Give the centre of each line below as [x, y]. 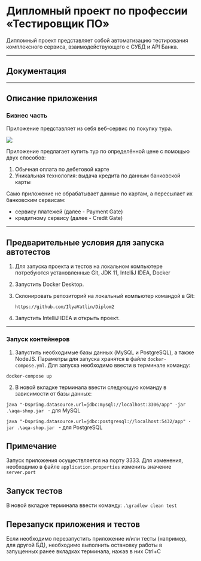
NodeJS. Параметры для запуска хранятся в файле [80, 358]
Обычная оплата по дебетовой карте [62, 170]
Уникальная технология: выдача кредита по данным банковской [98, 176]
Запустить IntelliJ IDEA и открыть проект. [67, 318]
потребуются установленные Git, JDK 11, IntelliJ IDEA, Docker [92, 273]
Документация [36, 71]
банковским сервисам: [36, 200]
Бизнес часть [27, 116]
